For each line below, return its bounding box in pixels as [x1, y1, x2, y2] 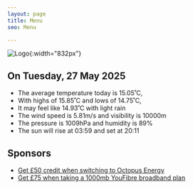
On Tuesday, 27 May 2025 [7, 70, 126, 82]
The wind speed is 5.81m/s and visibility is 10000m [17, 112, 167, 120]
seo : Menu [7, 23, 37, 31]
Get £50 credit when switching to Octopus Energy [17, 166, 165, 174]
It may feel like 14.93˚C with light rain [17, 104, 126, 112]
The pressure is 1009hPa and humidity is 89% [17, 119, 153, 128]
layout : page [7, 10, 46, 18]
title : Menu [7, 17, 43, 24]
